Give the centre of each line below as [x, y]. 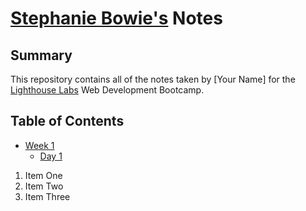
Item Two [44, 186]
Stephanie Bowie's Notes [116, 18]
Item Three [47, 196]
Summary [41, 55]
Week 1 [39, 145]
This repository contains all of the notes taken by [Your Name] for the [153, 79]
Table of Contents [67, 121]
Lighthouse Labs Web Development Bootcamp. [107, 90]
